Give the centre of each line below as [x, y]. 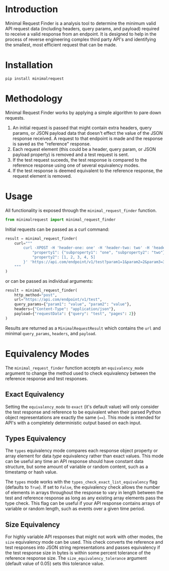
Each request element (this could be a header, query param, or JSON [84, 149]
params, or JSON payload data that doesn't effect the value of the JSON [88, 133]
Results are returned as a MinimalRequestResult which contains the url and [83, 328]
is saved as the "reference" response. [52, 144]
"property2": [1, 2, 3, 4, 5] [64, 257]
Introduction [32, 9]
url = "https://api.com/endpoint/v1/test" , [58, 300]
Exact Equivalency [35, 395]
